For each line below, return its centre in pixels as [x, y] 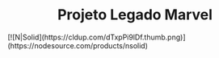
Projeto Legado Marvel [135, 15]
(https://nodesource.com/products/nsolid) [78, 45]
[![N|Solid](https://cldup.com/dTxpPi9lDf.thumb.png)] [97, 37]
